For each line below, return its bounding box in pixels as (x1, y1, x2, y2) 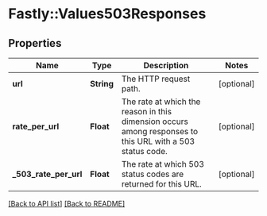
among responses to (121, 126, 199, 137)
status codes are (121, 168, 184, 179)
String (90, 79, 114, 89)
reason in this (121, 106, 172, 117)
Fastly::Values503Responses (8, 5, 207, 23)
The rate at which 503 (121, 159, 205, 169)
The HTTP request (121, 73, 191, 84)
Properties (8, 37, 62, 50)
